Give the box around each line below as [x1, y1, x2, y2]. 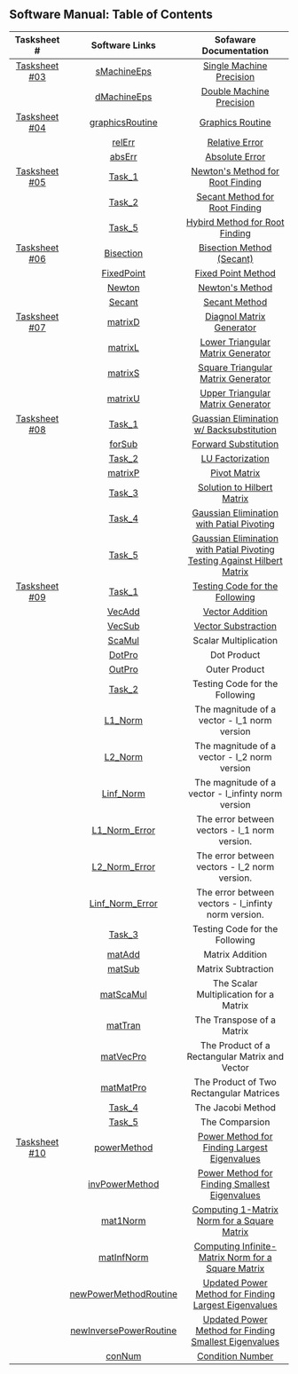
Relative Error [207, 136, 264, 148]
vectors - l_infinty [198, 896, 273, 909]
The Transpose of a [194, 1014, 277, 1026]
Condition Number [196, 1349, 274, 1362]
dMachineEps [94, 91, 153, 103]
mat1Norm [100, 1214, 146, 1227]
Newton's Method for [191, 164, 280, 177]
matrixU [106, 392, 140, 405]
